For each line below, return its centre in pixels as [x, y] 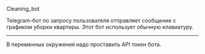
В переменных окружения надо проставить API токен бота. [84, 44]
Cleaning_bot [23, 9]
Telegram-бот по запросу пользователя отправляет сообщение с [91, 20]
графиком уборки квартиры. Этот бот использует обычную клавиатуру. [100, 27]
